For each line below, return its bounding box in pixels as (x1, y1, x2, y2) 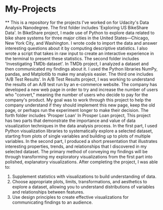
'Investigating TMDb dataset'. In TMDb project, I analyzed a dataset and (5, 61, 149, 67)
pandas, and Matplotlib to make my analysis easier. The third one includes (5, 71, 154, 77)
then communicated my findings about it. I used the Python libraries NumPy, (5, 66, 158, 71)
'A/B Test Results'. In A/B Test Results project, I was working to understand (5, 76, 155, 82)
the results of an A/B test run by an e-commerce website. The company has (5, 81, 157, 87)
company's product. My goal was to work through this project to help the (5, 97, 152, 103)
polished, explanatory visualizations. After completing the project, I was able (5, 159, 158, 165)
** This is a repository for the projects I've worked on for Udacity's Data (5, 19, 149, 25)
